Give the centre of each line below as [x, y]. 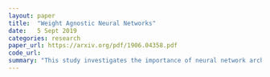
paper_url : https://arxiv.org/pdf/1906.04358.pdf [93, 46]
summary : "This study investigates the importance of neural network [127, 61]
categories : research [45, 38]
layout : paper [32, 16]
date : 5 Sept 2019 [43, 30]
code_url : [25, 53]
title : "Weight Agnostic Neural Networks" [82, 23]
